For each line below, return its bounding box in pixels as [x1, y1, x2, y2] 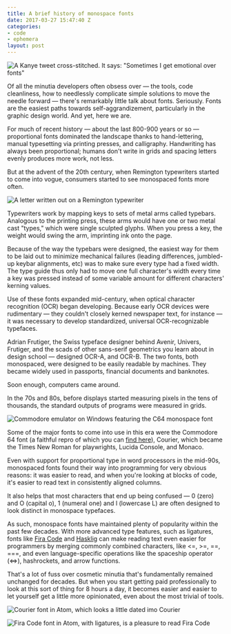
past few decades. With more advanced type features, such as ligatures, [7, 527, 214, 535]
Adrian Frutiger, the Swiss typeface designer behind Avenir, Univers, [7, 338, 201, 346]
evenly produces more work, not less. [7, 154, 114, 163]
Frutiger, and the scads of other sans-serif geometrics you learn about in [7, 345, 214, 353]
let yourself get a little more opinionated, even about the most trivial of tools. [7, 592, 224, 600]
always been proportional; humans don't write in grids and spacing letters [7, 147, 217, 155]
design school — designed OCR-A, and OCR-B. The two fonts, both [7, 352, 199, 361]
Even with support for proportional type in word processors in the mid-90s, [7, 456, 221, 464]
